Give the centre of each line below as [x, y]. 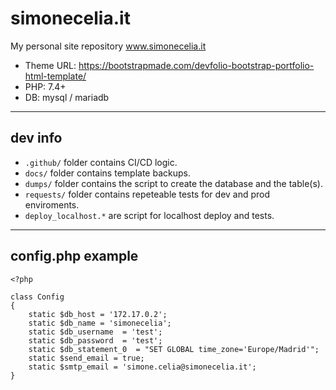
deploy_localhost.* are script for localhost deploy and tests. [149, 215]
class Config [37, 297]
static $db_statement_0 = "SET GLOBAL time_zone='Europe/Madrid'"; [174, 349]
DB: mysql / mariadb [67, 97]
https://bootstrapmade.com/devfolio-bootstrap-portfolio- [196, 65]
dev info [36, 138]
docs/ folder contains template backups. [107, 173]
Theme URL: [50, 65]
